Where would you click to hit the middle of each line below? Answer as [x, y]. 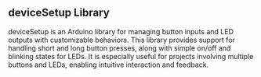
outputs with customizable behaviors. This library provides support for [121, 40]
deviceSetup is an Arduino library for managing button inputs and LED [121, 31]
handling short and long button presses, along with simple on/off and [120, 48]
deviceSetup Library [59, 13]
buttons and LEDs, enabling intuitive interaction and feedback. [109, 65]
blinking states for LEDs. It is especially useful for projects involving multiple [131, 56]
